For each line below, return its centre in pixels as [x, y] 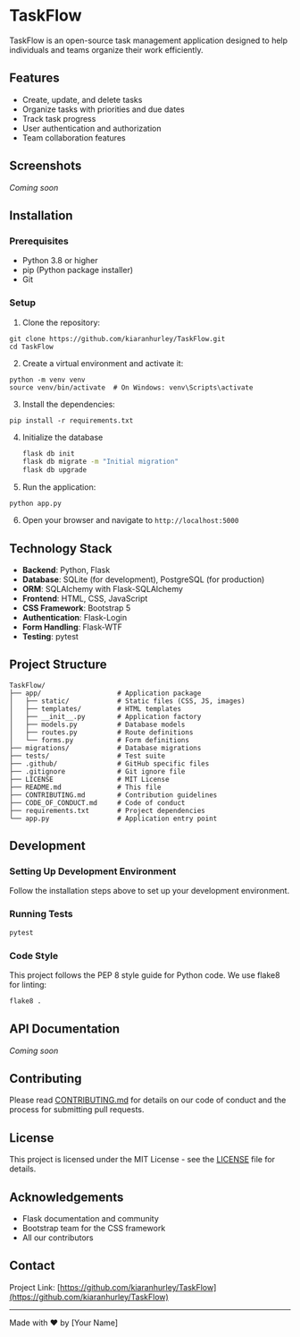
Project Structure [58, 665]
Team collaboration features [74, 137]
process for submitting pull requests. [77, 1110]
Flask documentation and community [90, 1219]
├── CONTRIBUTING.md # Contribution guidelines [113, 795]
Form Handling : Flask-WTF [72, 627]
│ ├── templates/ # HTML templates [95, 708]
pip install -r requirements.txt [71, 420]
